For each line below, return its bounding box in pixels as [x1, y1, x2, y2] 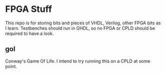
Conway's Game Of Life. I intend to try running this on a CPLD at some [5, 58, 150, 64]
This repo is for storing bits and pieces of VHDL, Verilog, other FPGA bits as [5, 20, 161, 26]
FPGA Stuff [5, 3, 52, 15]
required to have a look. [5, 30, 54, 36]
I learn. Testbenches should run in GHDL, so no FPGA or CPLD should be [5, 25, 155, 31]
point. [5, 63, 17, 69]
